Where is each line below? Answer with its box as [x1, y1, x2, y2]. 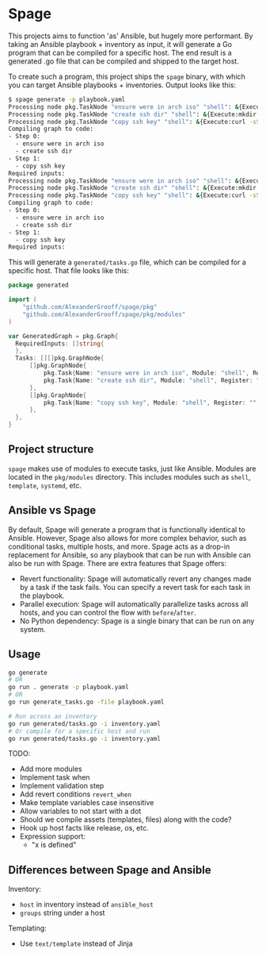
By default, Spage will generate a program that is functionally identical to [8, 525, 245, 534]
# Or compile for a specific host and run [8, 727, 150, 735]
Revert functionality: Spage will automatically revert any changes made [19, 573, 252, 584]
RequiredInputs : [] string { [15, 339, 104, 348]
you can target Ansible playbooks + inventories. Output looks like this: [8, 80, 236, 90]
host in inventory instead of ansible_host [19, 900, 154, 909]
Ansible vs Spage [8, 503, 97, 517]
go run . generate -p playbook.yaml [8, 684, 129, 692]
